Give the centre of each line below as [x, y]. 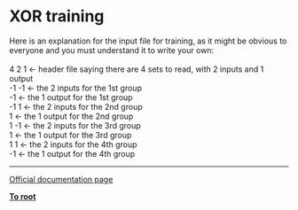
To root [23, 196]
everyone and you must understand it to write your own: [112, 50]
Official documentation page [61, 179]
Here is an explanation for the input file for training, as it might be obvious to [148, 41]
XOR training [57, 16]
